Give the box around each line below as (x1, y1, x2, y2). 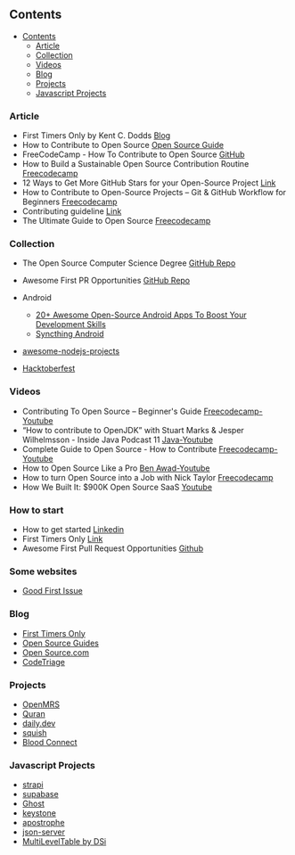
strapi (21, 779, 44, 790)
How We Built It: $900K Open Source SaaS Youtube (21, 481, 212, 492)
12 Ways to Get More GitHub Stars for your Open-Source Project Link (21, 177, 276, 188)
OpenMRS (21, 699, 61, 710)
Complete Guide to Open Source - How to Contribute (21, 443, 217, 454)
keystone (21, 808, 56, 818)
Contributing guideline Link (21, 206, 122, 217)
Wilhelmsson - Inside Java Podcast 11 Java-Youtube (21, 434, 214, 445)
